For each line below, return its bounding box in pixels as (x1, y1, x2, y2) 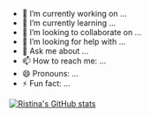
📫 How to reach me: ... (21, 55, 107, 66)
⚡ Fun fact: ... (21, 78, 71, 88)
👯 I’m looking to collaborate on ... (21, 27, 142, 37)
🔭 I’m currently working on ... (21, 9, 127, 18)
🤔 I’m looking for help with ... (21, 36, 126, 47)
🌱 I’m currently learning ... (21, 18, 116, 28)
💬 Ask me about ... (21, 46, 89, 56)
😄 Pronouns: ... (21, 69, 79, 78)
